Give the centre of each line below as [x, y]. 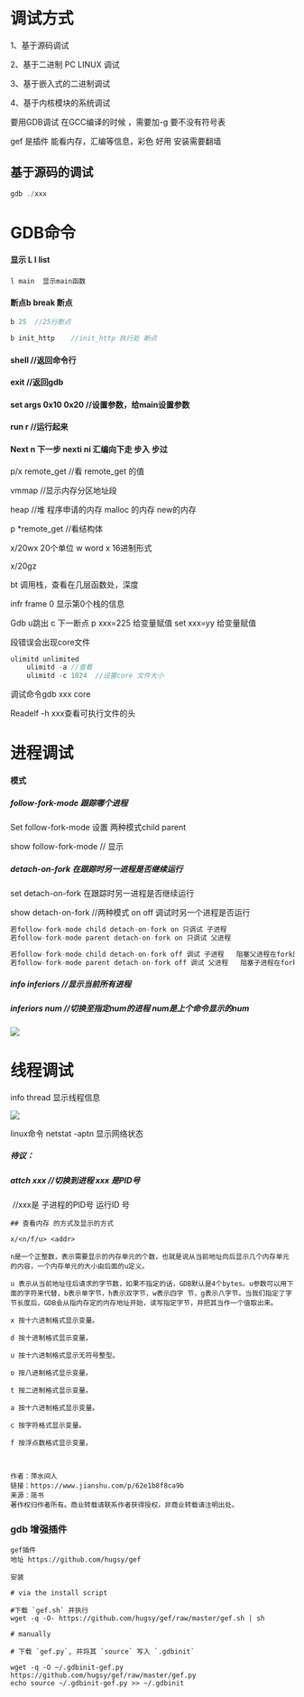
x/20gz [23, 566]
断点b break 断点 [41, 302]
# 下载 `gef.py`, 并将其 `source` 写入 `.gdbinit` [102, 1652]
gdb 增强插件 [39, 1529]
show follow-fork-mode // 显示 [67, 846]
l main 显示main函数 [48, 282]
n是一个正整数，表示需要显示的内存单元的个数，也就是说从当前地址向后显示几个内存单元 [150, 1257]
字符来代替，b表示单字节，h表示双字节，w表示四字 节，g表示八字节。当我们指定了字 [157, 1294]
